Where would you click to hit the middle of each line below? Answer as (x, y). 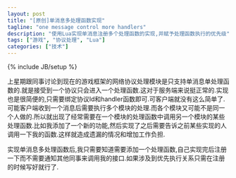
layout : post (26, 14)
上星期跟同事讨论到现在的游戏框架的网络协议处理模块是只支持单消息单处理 (115, 81)
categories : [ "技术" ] (38, 47)
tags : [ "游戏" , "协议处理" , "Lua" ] (56, 40)
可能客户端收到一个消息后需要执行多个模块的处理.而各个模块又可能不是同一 (116, 108)
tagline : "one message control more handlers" (77, 27)
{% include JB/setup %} (42, 67)
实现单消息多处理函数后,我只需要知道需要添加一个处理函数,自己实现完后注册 (117, 149)
